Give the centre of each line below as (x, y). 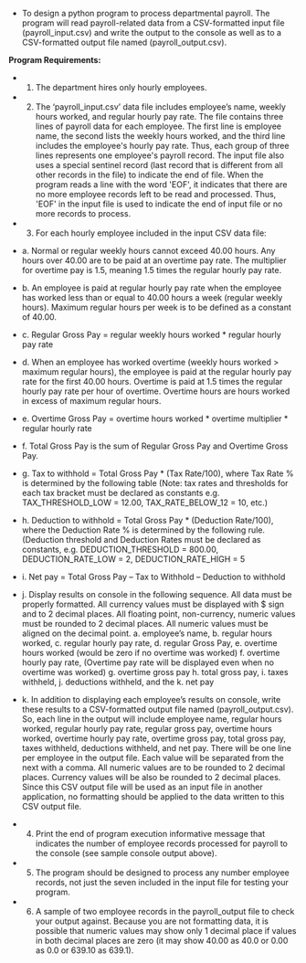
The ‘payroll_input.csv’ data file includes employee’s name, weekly (161, 107)
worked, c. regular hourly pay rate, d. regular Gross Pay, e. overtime (149, 643)
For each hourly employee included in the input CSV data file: (151, 233)
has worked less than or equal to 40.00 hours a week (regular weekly (152, 297)
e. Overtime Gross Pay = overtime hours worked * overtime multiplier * (155, 418)
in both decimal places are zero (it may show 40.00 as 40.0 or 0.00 (162, 941)
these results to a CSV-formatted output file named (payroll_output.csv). (158, 709)
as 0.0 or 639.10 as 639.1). (84, 950)
